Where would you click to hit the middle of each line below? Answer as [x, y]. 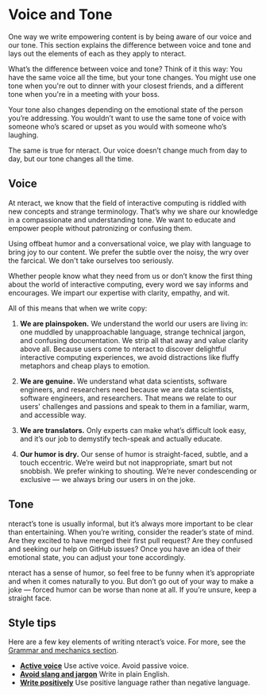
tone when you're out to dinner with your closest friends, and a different [126, 86]
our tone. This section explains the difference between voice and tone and [130, 44]
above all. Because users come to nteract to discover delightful [123, 349]
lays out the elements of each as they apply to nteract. [97, 53]
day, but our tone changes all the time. [71, 158]
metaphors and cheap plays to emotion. [85, 365]
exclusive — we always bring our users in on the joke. [108, 479]
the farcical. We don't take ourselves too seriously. [91, 261]
